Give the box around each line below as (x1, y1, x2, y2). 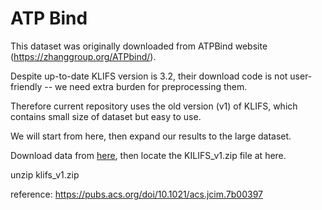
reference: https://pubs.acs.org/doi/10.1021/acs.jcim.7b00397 (10, 188, 263, 200)
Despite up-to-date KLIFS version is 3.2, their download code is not (10, 70, 288, 82)
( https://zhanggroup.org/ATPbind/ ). (10, 50, 157, 62)
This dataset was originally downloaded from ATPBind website (10, 40, 268, 52)
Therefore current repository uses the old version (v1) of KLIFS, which (10, 100, 298, 112)
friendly (10, 80, 43, 92)
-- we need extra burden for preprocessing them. (44, 80, 248, 92)
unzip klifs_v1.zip (10, 168, 80, 181)
